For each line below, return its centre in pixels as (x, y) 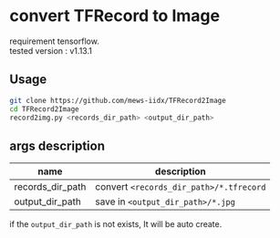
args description (57, 145)
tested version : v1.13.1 (51, 50)
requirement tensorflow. (55, 41)
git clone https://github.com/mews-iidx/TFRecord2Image (118, 100)
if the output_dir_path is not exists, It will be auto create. (116, 224)
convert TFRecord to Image (115, 16)
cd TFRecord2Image (44, 109)
